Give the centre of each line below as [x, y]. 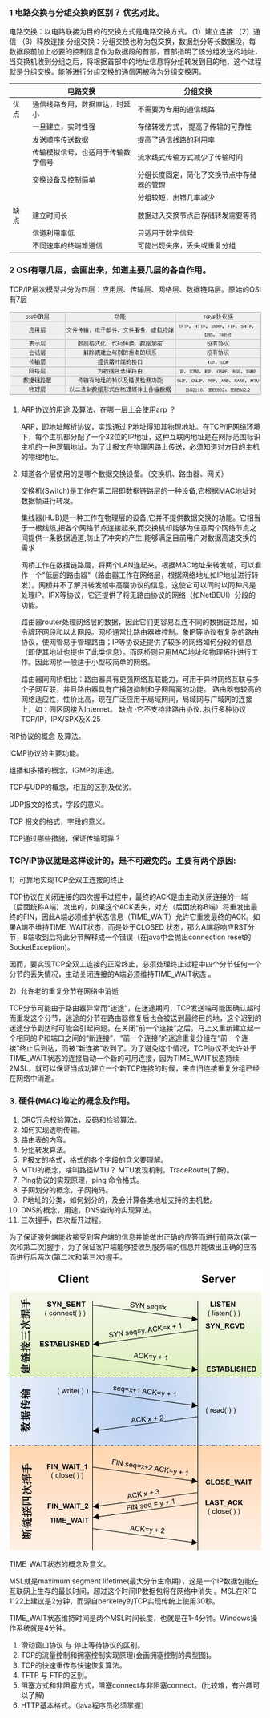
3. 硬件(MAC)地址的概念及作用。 [72, 1101]
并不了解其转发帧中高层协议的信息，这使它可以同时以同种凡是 [154, 585]
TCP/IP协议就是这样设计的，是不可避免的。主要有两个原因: [123, 861]
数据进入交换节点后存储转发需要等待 [197, 215]
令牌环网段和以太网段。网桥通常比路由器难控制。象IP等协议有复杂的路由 [140, 631]
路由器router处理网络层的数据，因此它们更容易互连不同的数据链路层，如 [139, 622]
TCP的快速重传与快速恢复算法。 [73, 1665]
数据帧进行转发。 [49, 500]
